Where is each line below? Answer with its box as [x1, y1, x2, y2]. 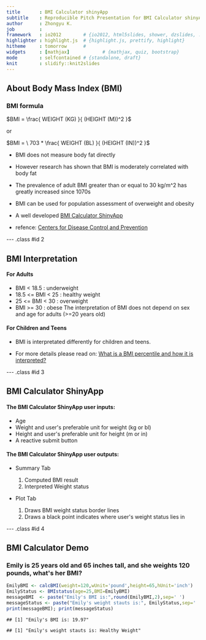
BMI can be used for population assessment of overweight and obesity [15, 200, 194, 208]
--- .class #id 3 [6, 368, 45, 375]
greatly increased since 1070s [15, 188, 91, 195]
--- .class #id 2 [6, 236, 45, 243]
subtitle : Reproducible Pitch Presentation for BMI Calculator [6, 15, 183, 21]
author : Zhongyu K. [6, 20, 72, 26]
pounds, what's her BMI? [6, 569, 83, 577]
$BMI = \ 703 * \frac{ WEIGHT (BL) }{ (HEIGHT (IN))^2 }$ [6, 139, 150, 147]
